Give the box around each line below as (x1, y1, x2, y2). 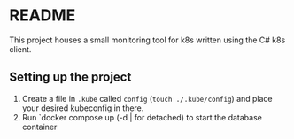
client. (9, 43, 32, 54)
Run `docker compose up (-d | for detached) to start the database (21, 112, 263, 122)
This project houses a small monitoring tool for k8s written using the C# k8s (9, 35, 286, 45)
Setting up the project (9, 70, 132, 85)
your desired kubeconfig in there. (21, 103, 144, 113)
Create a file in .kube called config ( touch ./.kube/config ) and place (21, 93, 273, 104)
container (21, 121, 58, 132)
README (9, 5, 76, 26)
